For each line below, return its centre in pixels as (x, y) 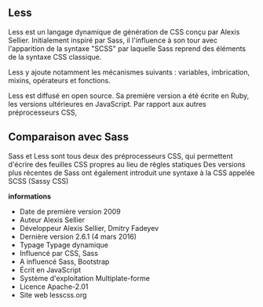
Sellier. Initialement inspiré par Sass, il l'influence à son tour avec (113, 40)
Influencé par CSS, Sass (58, 253)
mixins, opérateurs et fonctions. (60, 80)
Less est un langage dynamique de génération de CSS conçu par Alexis (124, 31)
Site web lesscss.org (53, 294)
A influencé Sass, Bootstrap (64, 261)
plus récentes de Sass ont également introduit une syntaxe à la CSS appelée (131, 173)
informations (30, 196)
